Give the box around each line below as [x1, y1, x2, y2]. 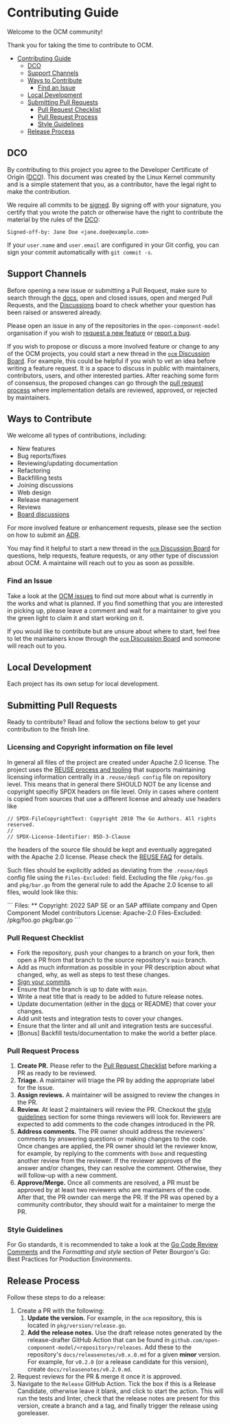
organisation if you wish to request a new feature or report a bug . [7, 329, 192, 337]
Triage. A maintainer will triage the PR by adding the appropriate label [16, 1076, 215, 1084]
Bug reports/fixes [16, 452, 67, 460]
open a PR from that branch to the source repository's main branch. [16, 956, 207, 964]
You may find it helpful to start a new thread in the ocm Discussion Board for [7, 545, 220, 553]
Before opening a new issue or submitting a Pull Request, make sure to [7, 286, 207, 294]
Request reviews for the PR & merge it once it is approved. [16, 1372, 182, 1381]
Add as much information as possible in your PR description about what [16, 963, 220, 971]
